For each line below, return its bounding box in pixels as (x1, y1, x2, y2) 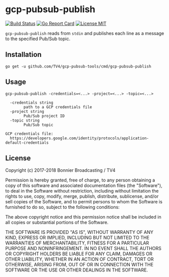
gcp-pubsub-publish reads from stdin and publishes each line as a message (5, 30, 164, 36)
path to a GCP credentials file (23, 104, 93, 110)
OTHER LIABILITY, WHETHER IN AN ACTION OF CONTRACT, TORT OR (5, 256, 154, 262)
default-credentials (5, 140, 49, 145)
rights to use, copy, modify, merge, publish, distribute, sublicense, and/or (5, 193, 159, 199)
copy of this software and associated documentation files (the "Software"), (5, 182, 163, 189)
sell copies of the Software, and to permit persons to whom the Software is (5, 199, 163, 205)
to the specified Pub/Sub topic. (5, 36, 70, 42)
